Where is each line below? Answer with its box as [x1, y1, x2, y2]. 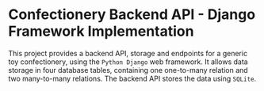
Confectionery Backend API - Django [8, 6, 256, 24]
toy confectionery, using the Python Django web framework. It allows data [8, 57, 248, 66]
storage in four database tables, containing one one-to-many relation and [8, 65, 248, 74]
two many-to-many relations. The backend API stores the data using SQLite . [8, 74, 257, 83]
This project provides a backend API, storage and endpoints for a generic [8, 48, 248, 58]
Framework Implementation [8, 22, 194, 40]
